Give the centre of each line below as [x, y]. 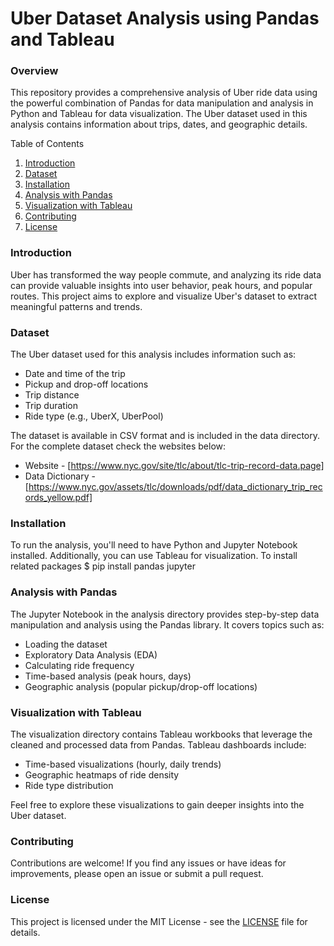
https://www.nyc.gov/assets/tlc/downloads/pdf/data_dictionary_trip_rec [175, 487]
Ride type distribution [69, 785]
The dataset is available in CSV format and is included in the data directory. [165, 436]
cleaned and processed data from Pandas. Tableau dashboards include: [158, 744]
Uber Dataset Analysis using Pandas [165, 18]
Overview [34, 71]
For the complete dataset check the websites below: [118, 446]
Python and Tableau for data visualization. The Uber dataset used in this [159, 114]
